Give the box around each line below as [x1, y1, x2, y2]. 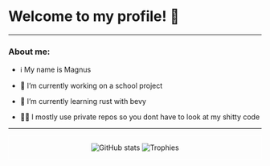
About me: [8, 46, 51, 57]
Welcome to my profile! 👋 [8, 7, 180, 26]
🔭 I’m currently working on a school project [19, 81, 163, 91]
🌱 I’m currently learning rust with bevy [19, 97, 147, 106]
